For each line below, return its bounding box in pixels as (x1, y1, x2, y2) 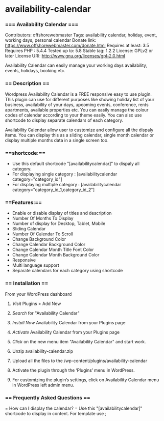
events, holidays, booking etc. (5, 68, 66, 74)
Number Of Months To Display (12, 215, 73, 222)
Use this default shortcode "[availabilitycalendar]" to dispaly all (12, 161, 140, 167)
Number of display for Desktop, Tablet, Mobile (12, 221, 106, 226)
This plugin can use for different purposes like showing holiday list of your (5, 96, 155, 102)
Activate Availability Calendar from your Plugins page (12, 329, 120, 335)
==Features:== (5, 199, 42, 206)
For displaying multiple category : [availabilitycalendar (12, 182, 121, 188)
